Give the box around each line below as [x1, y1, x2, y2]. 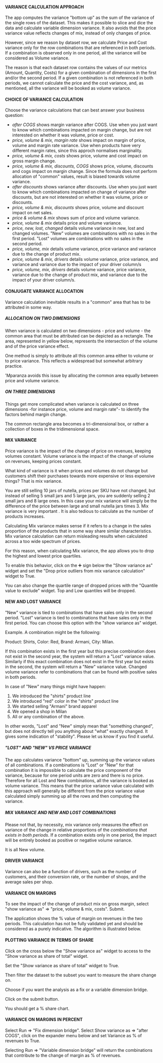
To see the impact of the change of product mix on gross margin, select [5, 901, 149, 907]
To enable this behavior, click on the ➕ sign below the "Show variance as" [5, 562, 153, 568]
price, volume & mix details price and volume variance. [12, 220, 123, 226]
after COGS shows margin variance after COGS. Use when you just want [12, 122, 158, 128]
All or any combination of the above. [12, 713, 85, 719]
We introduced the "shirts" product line [12, 693, 91, 699]
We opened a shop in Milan [12, 709, 67, 714]
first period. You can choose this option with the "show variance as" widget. [5, 620, 158, 626]
